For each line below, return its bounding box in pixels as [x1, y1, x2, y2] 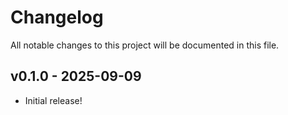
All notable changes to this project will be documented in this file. [10, 39, 280, 51]
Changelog [10, 6, 104, 29]
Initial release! [24, 94, 83, 106]
